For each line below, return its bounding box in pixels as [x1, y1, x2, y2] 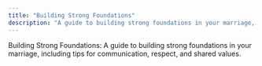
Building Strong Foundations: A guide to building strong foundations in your [8, 40, 252, 49]
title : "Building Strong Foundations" [8, 11, 135, 20]
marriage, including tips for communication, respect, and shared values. [8, 49, 242, 58]
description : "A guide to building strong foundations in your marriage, [8, 19, 256, 27]
